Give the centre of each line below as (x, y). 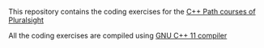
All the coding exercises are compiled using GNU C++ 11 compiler (118, 36)
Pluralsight (26, 20)
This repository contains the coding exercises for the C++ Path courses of (132, 12)
